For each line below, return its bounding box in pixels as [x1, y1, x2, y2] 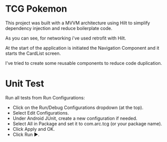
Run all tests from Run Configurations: [5, 94, 85, 100]
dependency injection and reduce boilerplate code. [5, 25, 113, 31]
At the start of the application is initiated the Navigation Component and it [5, 45, 159, 51]
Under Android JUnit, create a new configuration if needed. [12, 115, 137, 121]
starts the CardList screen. [5, 50, 61, 56]
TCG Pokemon [5, 3, 67, 15]
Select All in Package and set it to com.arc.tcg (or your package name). [12, 120, 162, 127]
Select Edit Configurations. [12, 110, 69, 116]
